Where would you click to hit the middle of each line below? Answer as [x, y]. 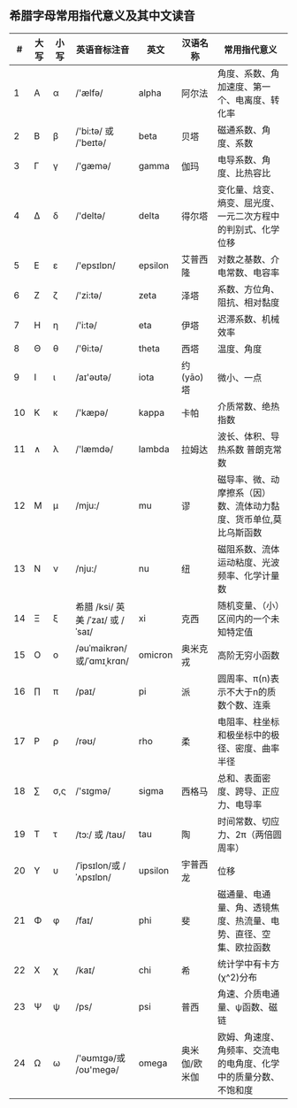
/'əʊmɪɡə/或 [100, 1058]
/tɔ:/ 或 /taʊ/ [100, 835]
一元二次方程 [244, 216]
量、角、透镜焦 [248, 907]
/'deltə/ [90, 215]
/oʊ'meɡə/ [97, 1069]
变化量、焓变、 [248, 189]
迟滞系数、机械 [248, 319]
